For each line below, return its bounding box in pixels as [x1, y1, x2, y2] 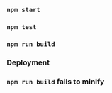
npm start [6, 6, 40, 13]
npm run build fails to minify [6, 77, 105, 87]
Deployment [6, 58, 50, 67]
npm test [6, 23, 37, 31]
